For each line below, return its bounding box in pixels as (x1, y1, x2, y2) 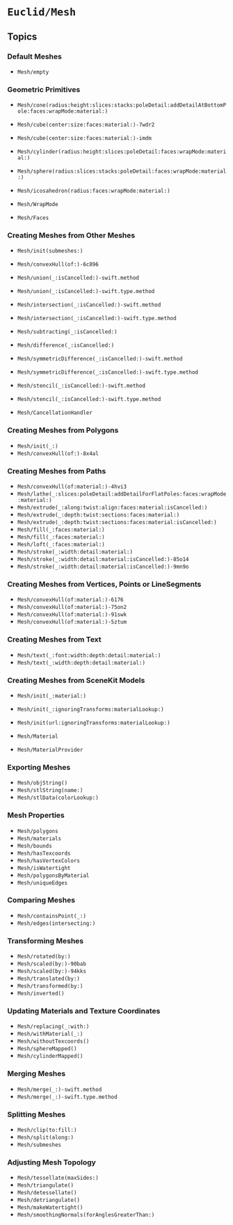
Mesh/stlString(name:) (17, 787, 83, 794)
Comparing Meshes (7, 895, 75, 905)
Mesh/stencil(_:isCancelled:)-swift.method (17, 382, 146, 390)
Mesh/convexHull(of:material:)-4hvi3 (17, 483, 127, 491)
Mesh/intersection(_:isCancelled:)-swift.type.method (17, 315, 177, 322)
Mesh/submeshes (17, 1141, 62, 1148)
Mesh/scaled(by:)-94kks (17, 968, 87, 975)
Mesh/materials (17, 835, 62, 842)
